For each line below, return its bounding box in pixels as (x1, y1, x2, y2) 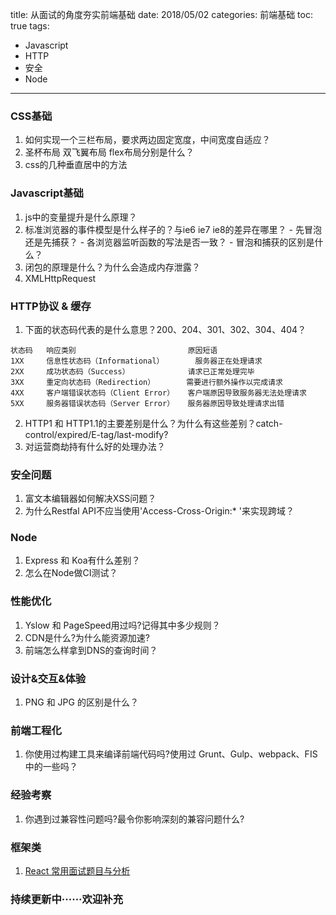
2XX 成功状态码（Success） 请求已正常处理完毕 (10, 366, 255, 377)
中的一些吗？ (24, 761, 78, 773)
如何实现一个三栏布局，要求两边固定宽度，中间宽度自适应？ (24, 134, 271, 146)
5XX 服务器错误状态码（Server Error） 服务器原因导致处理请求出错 (10, 398, 285, 408)
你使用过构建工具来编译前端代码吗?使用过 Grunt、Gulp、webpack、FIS (24, 748, 318, 760)
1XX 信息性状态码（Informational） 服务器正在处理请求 (10, 356, 263, 366)
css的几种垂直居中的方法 (24, 159, 128, 171)
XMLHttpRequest (24, 272, 97, 284)
